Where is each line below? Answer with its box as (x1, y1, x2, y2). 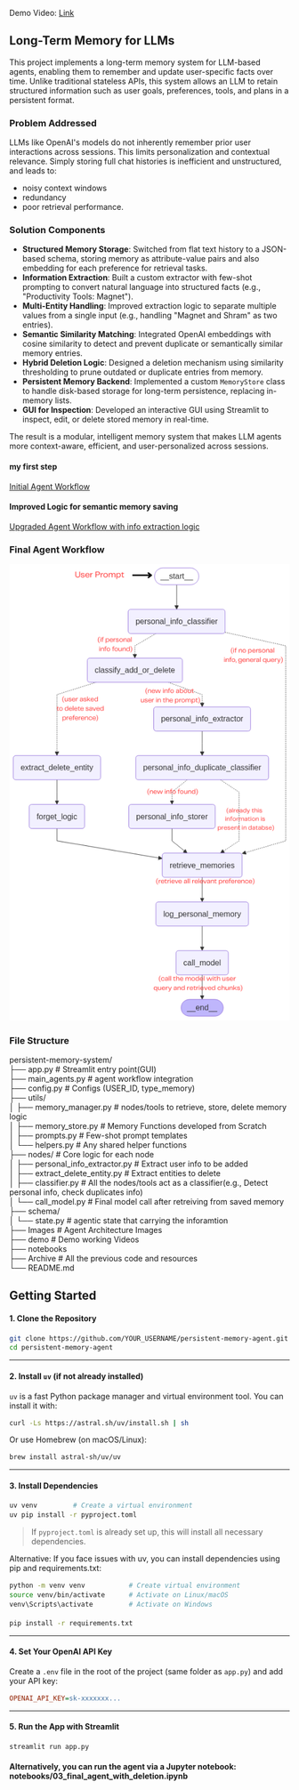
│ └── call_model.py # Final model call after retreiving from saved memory (9, 1196, 285, 1206)
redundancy (21, 192, 67, 203)
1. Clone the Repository (9, 1312, 97, 1324)
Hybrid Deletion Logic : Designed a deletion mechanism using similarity (21, 358, 284, 368)
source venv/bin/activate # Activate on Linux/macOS (9, 1591, 229, 1600)
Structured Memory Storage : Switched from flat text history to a (21, 244, 260, 254)
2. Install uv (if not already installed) (9, 1370, 144, 1382)
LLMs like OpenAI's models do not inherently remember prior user (9, 137, 252, 148)
